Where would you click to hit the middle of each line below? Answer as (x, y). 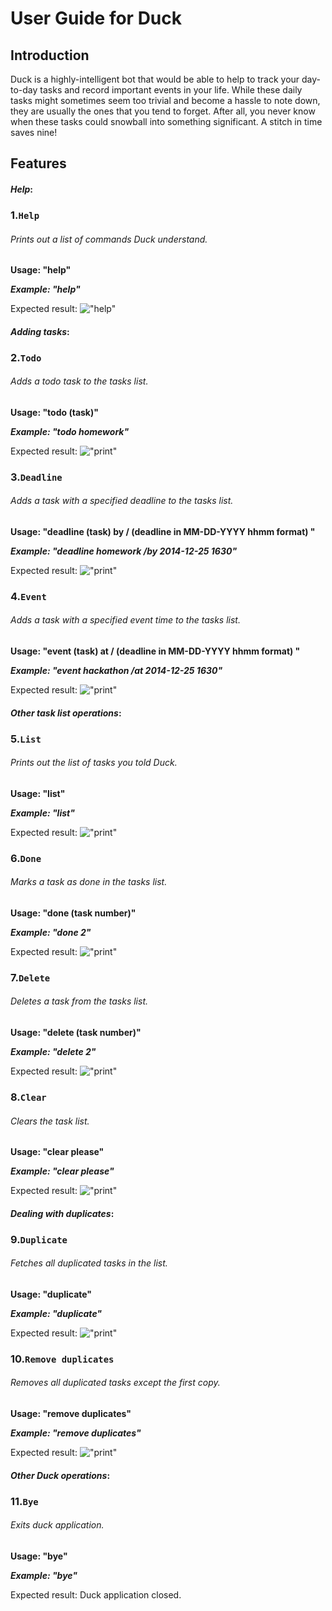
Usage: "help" (41, 270)
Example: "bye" (44, 1575)
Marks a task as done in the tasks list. (89, 882)
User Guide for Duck (96, 18)
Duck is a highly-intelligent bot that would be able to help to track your (155, 79)
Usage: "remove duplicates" (71, 1414)
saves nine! (34, 132)
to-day (24, 90)
